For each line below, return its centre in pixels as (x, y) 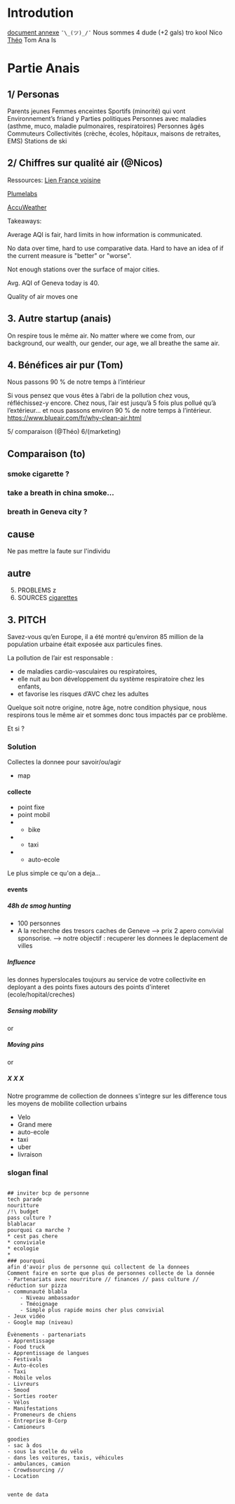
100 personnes (39, 923)
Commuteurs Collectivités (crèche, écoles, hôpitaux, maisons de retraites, (114, 133)
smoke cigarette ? (39, 474)
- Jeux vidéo (26, 1316)
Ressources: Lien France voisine (54, 180)
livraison (30, 1154)
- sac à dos (25, 1446)
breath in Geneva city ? (47, 511)
